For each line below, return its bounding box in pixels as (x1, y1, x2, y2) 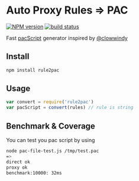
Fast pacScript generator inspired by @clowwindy (6, 34, 128, 41)
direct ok (6, 159, 31, 165)
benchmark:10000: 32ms (6, 170, 62, 176)
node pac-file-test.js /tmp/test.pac (6, 148, 99, 154)
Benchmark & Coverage (6, 121, 96, 131)
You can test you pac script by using (6, 137, 95, 143)
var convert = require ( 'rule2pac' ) (6, 99, 94, 105)
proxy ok (6, 164, 28, 170)
